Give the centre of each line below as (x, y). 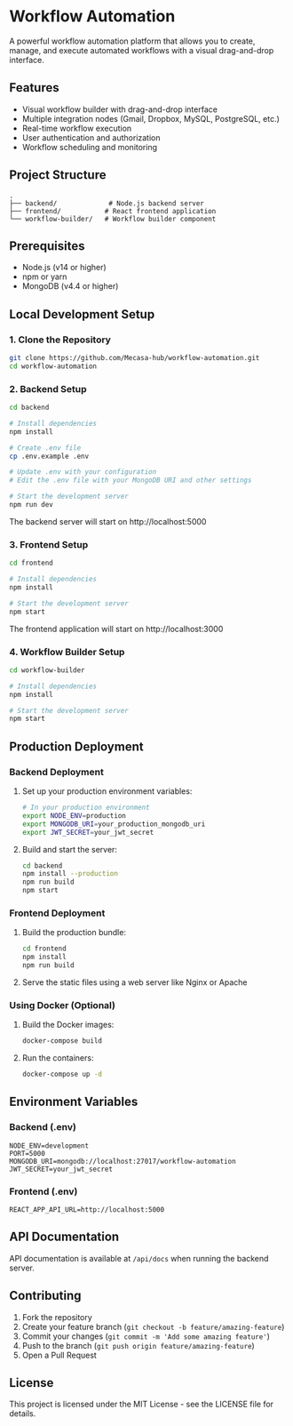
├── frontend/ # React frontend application (113, 211)
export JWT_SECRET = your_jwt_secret (88, 832)
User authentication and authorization (91, 137)
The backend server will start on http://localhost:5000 (108, 521)
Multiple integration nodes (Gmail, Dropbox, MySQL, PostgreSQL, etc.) (150, 118)
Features (34, 88)
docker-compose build (62, 1041)
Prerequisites (47, 246)
